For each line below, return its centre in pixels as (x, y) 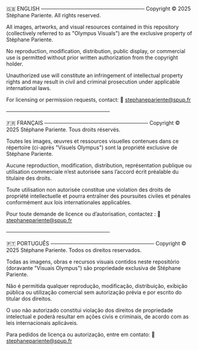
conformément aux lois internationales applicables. (69, 202)
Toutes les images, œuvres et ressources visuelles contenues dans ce (92, 141)
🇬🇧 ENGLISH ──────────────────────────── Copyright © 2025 (98, 9)
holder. (15, 64)
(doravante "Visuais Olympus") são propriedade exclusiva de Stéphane (94, 268)
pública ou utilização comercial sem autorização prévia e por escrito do (94, 292)
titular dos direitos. (29, 299)
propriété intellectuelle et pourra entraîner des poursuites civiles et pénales (98, 196)
